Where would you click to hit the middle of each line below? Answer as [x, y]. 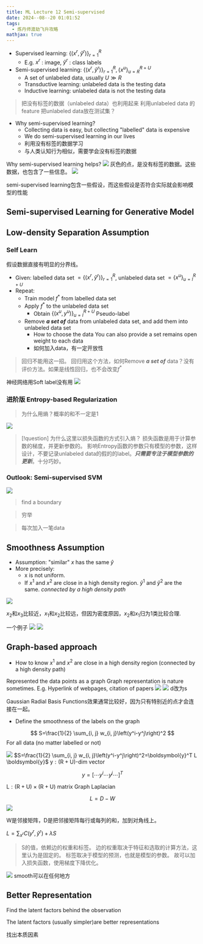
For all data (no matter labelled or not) [54, 742]
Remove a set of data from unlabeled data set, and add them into [106, 321]
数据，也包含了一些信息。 [38, 171]
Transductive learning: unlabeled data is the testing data [95, 84]
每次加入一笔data [43, 528]
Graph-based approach [52, 647]
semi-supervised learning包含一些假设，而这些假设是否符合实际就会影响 [97, 185]
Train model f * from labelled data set [70, 298]
